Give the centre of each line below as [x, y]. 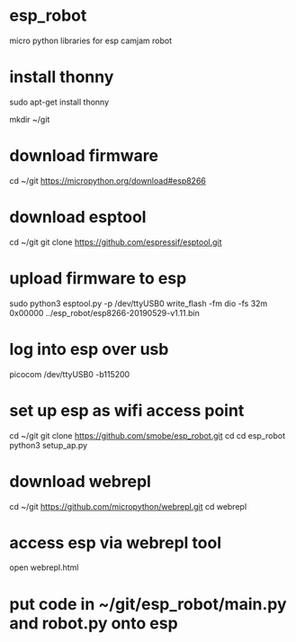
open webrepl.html [44, 567]
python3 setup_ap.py [49, 445]
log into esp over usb [89, 349]
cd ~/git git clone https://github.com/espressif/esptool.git [116, 242]
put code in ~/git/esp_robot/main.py [148, 604]
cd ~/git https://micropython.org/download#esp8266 [108, 180]
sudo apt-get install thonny [59, 102]
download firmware [84, 156]
